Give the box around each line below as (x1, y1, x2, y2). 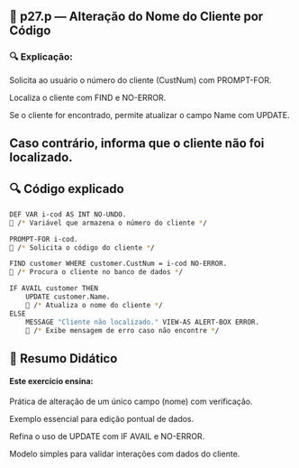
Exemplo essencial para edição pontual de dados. (9, 413, 195, 424)
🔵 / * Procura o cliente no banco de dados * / (9, 268, 183, 277)
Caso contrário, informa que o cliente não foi (9, 136, 265, 151)
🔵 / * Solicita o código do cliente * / (9, 243, 155, 252)
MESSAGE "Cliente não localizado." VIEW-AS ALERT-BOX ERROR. (25, 317, 259, 326)
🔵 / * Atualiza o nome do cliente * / (25, 300, 164, 309)
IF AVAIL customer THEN (9, 284, 99, 293)
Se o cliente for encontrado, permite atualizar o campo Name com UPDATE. (9, 109, 290, 120)
